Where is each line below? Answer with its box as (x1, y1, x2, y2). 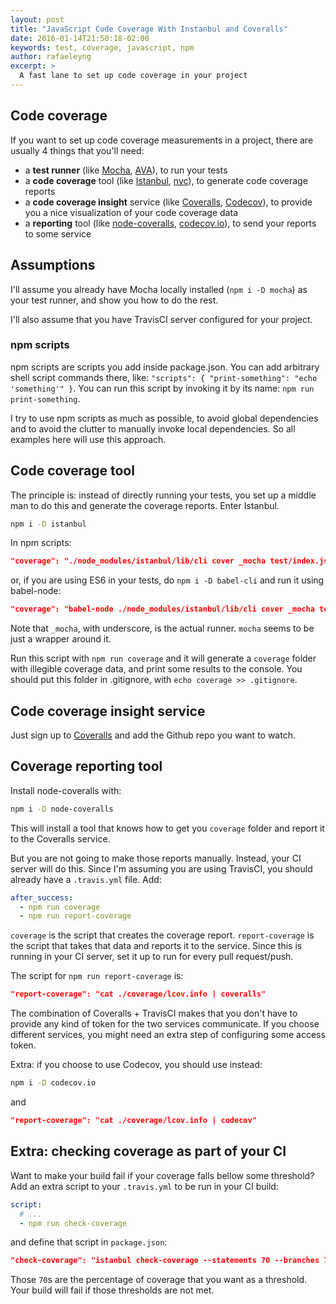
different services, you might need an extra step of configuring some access (10, 1029, 326, 1041)
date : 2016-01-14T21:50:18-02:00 (10, 33, 150, 43)
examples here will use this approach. (10, 433, 167, 445)
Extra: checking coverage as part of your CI (10, 1143, 287, 1160)
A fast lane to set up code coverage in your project (19, 71, 248, 81)
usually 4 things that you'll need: (10, 144, 145, 156)
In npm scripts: (10, 537, 72, 549)
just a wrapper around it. (10, 633, 112, 645)
